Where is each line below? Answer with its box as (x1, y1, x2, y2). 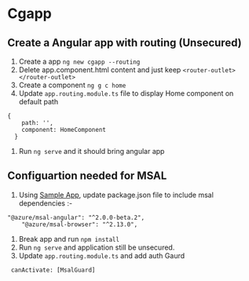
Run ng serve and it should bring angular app (18, 147, 165, 155)
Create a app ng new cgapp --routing (18, 57, 141, 66)
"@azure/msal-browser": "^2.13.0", (21, 221, 138, 228)
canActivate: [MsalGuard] (10, 266, 96, 274)
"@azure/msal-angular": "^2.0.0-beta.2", (7, 213, 145, 221)
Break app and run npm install (18, 234, 119, 243)
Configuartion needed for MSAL (7, 170, 167, 183)
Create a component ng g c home (18, 80, 126, 89)
